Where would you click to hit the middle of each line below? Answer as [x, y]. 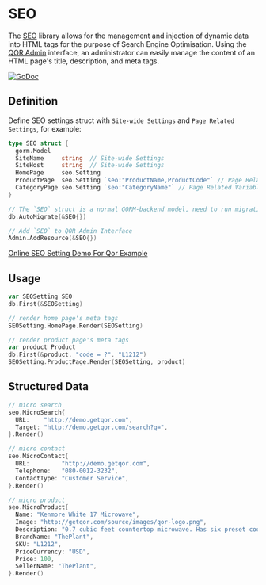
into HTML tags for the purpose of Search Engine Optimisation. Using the [127, 44]
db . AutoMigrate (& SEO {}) [47, 216]
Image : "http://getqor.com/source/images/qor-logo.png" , [111, 522]
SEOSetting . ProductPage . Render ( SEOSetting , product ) [97, 362]
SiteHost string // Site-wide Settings [90, 166]
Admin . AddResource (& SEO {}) [53, 239]
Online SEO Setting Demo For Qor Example [78, 254]
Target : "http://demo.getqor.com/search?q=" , [92, 427]
